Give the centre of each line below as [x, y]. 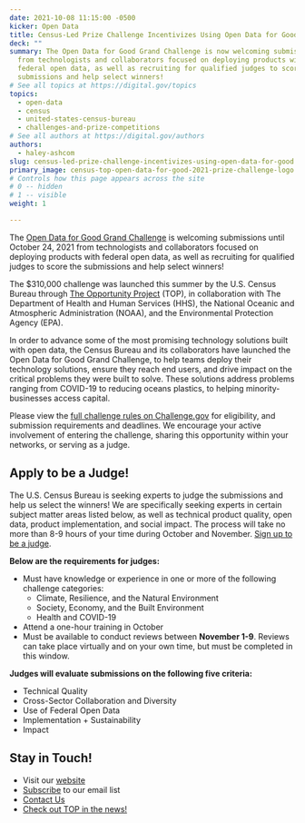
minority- [263, 388]
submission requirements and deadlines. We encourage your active [135, 425]
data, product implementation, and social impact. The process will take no [148, 524]
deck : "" [26, 43]
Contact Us [44, 799]
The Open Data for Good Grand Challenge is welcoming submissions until [147, 237]
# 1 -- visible [38, 195]
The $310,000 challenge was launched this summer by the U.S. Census [143, 283]
